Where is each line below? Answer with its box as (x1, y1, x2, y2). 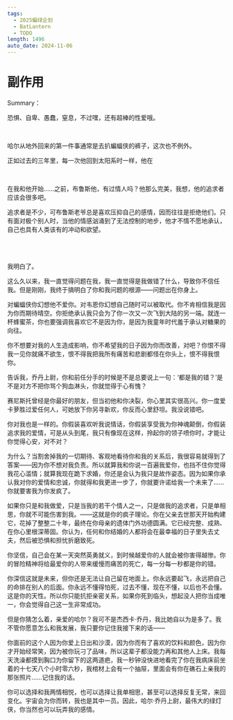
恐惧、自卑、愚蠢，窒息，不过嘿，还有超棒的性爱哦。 (7, 113, 159, 121)
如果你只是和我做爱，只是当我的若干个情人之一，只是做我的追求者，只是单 (7, 501, 220, 510)
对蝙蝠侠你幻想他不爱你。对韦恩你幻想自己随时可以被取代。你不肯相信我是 (7, 300, 220, 309)
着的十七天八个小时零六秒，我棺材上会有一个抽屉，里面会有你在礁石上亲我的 (7, 664, 226, 673)
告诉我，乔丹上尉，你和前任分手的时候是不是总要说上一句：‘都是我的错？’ (7, 372, 217, 382)
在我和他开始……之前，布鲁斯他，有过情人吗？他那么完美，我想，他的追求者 (7, 185, 225, 193)
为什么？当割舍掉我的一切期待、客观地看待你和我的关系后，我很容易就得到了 (7, 452, 226, 460)
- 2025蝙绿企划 (13, 17, 53, 24)
